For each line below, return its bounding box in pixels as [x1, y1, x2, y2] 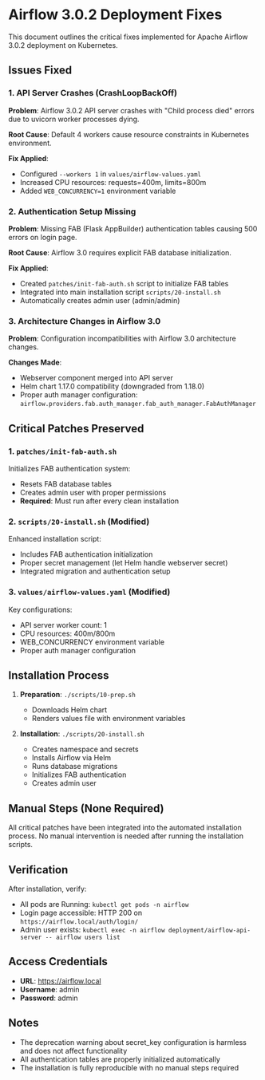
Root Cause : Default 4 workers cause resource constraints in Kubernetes [8, 129, 250, 139]
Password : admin [19, 993, 78, 1003]
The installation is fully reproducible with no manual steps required [19, 1062, 239, 1072]
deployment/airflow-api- [168, 926, 251, 934]
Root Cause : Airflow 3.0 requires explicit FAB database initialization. [8, 247, 231, 257]
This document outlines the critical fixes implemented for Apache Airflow [8, 32, 249, 41]
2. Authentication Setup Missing [8, 206, 136, 217]
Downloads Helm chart [31, 705, 108, 715]
